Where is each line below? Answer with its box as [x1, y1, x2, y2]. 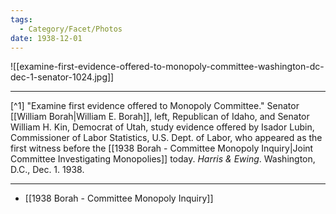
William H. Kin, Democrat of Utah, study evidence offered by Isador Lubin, [10, 121, 315, 133]
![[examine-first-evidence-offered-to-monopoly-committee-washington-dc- [10, 61, 325, 73]
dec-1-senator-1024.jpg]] [10, 71, 115, 83]
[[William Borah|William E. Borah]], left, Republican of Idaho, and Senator [10, 111, 310, 123]
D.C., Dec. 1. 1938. [10, 164, 85, 176]
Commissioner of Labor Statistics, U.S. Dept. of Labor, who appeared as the [10, 132, 323, 144]
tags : [10, 14, 33, 25]
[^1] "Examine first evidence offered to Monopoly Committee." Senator [10, 100, 300, 112]
